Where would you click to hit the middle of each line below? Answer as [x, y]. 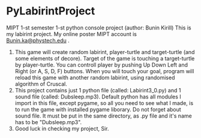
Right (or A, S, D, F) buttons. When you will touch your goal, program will [104, 71]
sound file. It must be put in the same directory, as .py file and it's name [103, 116]
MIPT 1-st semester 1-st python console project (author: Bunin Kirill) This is [99, 28]
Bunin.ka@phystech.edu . [38, 40]
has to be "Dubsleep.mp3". [48, 122]
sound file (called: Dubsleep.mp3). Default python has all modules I [98, 97]
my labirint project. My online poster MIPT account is [71, 34]
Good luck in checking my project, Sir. [62, 128]
